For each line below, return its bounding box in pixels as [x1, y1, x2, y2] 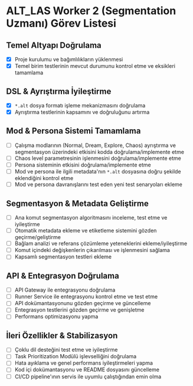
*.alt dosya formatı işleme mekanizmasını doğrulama [14, 102, 146, 109]
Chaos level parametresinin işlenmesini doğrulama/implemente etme [14, 155, 181, 162]
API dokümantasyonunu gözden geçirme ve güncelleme [14, 300, 151, 307]
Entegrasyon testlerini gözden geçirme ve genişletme [14, 306, 145, 313]
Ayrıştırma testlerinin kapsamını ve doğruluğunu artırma [14, 109, 150, 116]
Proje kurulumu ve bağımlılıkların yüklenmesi [14, 56, 123, 63]
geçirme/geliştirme [14, 234, 61, 241]
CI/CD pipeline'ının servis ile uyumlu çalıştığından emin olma [14, 373, 162, 380]
